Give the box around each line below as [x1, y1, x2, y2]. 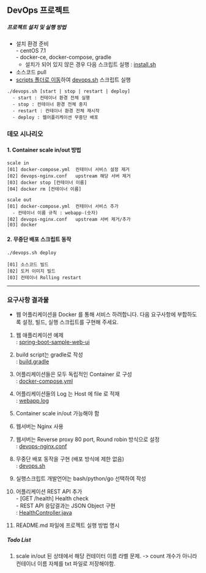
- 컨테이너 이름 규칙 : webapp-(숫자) [12, 210, 98, 216]
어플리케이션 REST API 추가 [15, 488, 83, 495]
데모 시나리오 [7, 130, 43, 139]
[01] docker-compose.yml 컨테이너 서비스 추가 [7, 204, 119, 210]
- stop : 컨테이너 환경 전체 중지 [12, 101, 87, 108]
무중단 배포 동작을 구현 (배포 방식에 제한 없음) [15, 455, 125, 463]
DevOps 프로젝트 [7, 5, 70, 16]
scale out [7, 197, 32, 203]
